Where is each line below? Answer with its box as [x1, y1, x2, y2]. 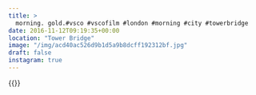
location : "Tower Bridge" [8, 34, 94, 42]
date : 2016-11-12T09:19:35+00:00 [8, 26, 120, 34]
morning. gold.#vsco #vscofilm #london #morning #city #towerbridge [15, 19, 249, 27]
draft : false [8, 49, 52, 57]
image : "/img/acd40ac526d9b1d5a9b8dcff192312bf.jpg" [8, 42, 188, 49]
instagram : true [8, 57, 62, 65]
